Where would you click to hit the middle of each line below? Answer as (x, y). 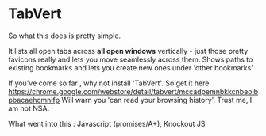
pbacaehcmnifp (34, 100)
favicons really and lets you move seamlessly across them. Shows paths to (131, 59)
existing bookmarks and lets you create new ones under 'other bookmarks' (131, 67)
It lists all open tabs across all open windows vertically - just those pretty (128, 51)
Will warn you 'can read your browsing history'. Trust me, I (157, 100)
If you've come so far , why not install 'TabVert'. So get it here (109, 83)
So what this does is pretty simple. (65, 36)
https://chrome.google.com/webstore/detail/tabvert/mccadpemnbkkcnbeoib (133, 91)
